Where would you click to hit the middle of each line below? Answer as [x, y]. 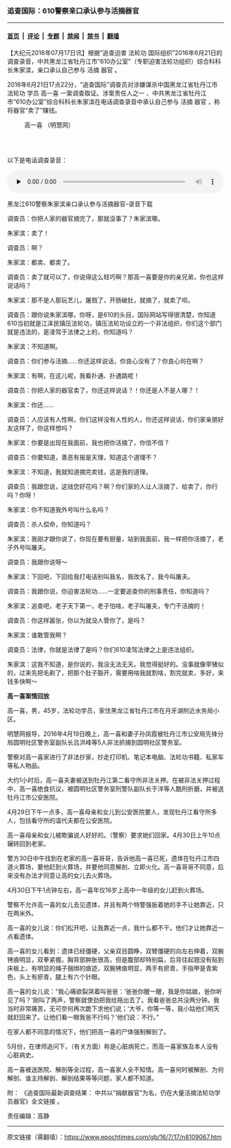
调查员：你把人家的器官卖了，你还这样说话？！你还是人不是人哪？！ [103, 390]
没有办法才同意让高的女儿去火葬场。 [64, 875]
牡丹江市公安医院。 [34, 797]
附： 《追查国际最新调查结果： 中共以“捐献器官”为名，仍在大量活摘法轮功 [111, 1092]
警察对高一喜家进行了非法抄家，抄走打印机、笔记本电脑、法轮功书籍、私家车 [115, 756]
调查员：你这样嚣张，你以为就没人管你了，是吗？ [76, 620]
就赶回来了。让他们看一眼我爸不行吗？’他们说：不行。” [83, 1017]
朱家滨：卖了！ [28, 233]
